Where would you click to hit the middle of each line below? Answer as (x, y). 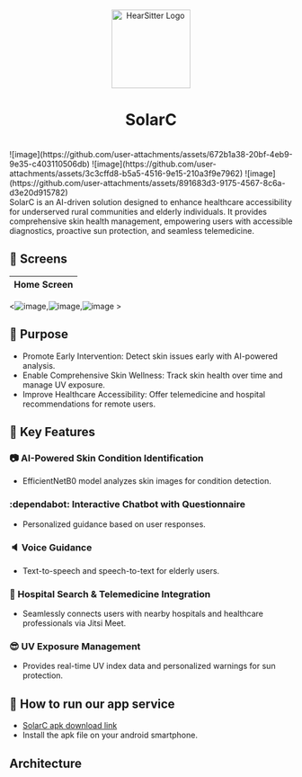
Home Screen (44, 284)
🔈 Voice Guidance (51, 548)
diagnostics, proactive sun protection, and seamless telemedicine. (132, 230)
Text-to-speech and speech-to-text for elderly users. (121, 570)
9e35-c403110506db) (49, 164)
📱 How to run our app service (92, 704)
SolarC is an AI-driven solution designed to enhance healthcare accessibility (151, 201)
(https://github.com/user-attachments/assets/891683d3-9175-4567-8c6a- (147, 183)
